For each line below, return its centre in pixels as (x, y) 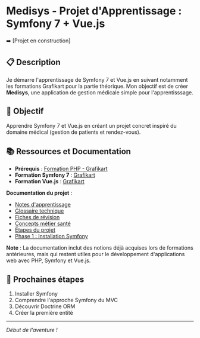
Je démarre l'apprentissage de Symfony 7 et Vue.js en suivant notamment (97, 79)
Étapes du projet (35, 230)
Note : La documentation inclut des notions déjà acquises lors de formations (100, 248)
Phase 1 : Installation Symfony (51, 236)
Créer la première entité (44, 313)
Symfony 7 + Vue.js (56, 24)
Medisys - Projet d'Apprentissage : (94, 11)
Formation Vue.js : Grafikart (49, 182)
